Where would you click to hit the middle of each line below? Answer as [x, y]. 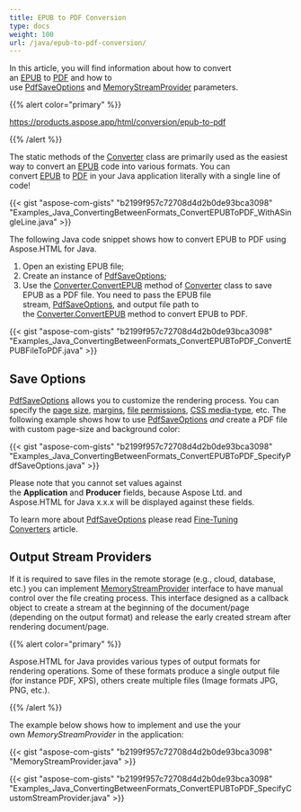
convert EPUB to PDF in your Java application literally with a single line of [145, 176]
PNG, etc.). [30, 690]
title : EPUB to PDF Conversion [68, 18]
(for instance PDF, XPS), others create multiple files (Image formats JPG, [144, 680]
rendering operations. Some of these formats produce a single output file [145, 671]
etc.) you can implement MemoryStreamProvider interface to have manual [146, 588]
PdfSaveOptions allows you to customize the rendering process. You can [144, 401]
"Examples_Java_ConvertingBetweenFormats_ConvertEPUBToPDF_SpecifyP [150, 456]
